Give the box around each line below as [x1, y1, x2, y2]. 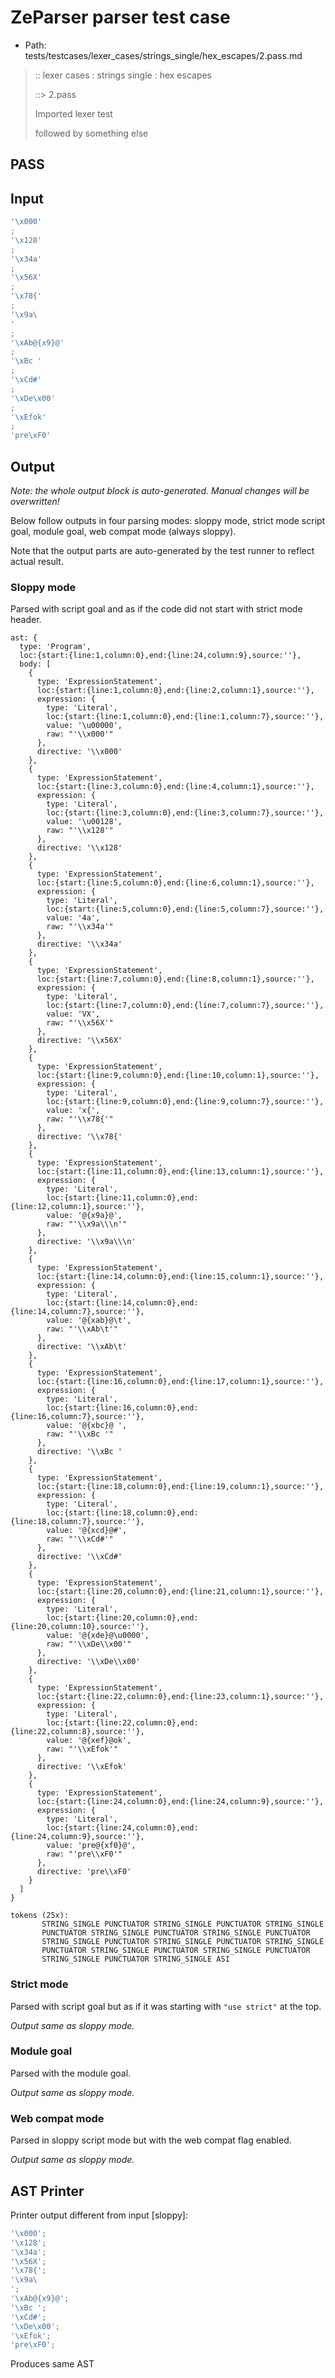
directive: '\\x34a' [36, 939, 123, 950]
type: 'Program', [19, 642, 92, 652]
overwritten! [10, 495, 60, 507]
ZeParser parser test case [10, 6, 231, 29]
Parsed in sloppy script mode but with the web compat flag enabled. [10, 2134, 292, 2146]
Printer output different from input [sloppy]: [10, 2209, 188, 2221]
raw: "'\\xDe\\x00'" [46, 1639, 132, 1650]
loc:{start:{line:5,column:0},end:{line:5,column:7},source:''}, [46, 904, 325, 915]
